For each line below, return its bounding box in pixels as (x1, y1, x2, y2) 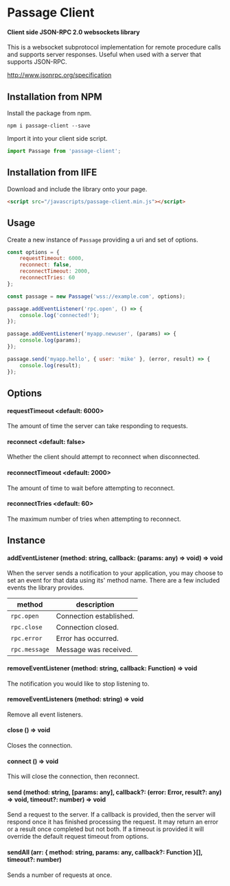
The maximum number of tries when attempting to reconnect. (7, 515, 181, 523)
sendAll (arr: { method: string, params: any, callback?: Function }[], (7, 848, 203, 856)
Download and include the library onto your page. (7, 185, 148, 193)
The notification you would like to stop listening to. (7, 679, 150, 688)
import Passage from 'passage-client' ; (7, 148, 122, 155)
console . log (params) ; (19, 337, 81, 344)
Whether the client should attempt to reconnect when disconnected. (7, 453, 200, 461)
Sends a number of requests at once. (7, 870, 112, 879)
